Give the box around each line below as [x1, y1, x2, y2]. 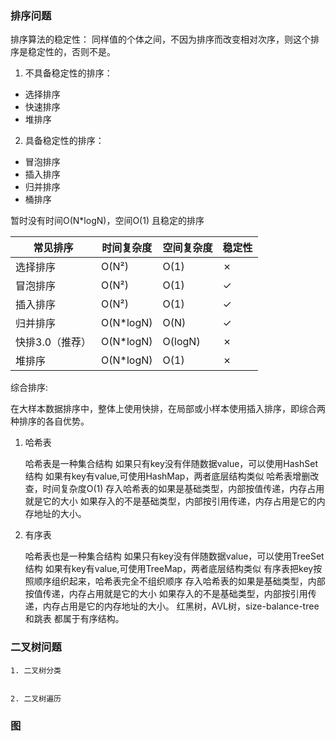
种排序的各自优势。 [10, 415, 90, 427]
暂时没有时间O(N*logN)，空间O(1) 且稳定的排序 [10, 215, 205, 227]
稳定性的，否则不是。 [27, 46, 116, 58]
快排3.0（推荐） [15, 335, 92, 349]
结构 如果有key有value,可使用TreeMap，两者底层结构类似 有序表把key [24, 563, 314, 575]
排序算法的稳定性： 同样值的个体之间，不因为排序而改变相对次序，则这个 [10, 33, 311, 46]
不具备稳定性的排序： [24, 67, 113, 79]
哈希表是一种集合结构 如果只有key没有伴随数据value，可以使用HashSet [24, 458, 319, 470]
